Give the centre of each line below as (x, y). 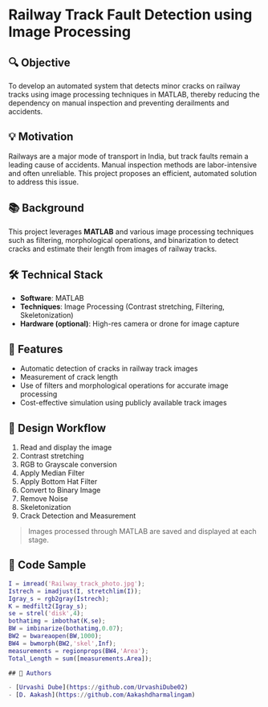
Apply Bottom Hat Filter (59, 482)
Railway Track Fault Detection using (130, 15)
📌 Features (36, 349)
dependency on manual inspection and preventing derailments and (119, 103)
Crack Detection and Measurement (78, 516)
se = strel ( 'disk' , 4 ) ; (46, 614)
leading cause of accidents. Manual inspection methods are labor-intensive (133, 164)
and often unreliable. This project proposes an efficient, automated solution (133, 173)
